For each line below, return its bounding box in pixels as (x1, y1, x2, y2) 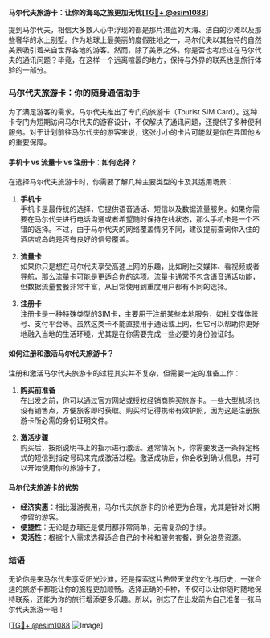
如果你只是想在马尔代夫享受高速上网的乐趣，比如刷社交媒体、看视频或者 (19, 261, 260, 271)
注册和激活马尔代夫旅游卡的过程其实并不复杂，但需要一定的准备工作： (8, 368, 241, 378)
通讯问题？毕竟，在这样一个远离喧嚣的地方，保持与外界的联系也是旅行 (22, 56, 255, 64)
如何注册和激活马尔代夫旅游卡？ (8, 349, 114, 358)
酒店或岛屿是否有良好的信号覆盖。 (19, 234, 133, 244)
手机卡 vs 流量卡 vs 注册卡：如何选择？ (8, 157, 137, 167)
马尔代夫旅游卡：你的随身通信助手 (8, 87, 141, 98)
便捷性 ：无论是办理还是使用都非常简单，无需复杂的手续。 (19, 522, 211, 532)
